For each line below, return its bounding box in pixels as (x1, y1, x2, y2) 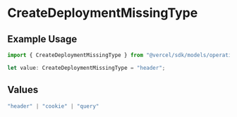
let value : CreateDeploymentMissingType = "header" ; (7, 64, 166, 71)
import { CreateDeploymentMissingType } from (7, 51, 143, 58)
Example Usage (7, 33, 78, 45)
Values (7, 84, 39, 96)
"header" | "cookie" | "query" (7, 102, 99, 110)
